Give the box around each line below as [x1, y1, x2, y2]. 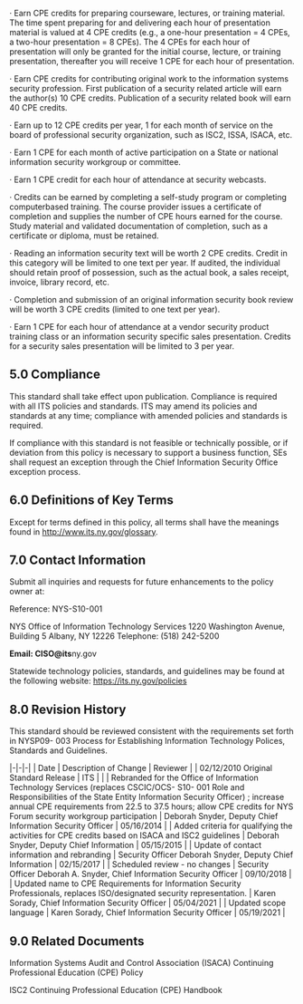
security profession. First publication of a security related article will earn [9, 83, 282, 93]
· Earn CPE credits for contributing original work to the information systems [9, 73, 289, 84]
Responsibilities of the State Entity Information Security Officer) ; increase [9, 792, 285, 803]
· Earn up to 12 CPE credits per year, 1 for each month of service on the [9, 120, 273, 130]
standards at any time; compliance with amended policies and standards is [9, 410, 288, 420]
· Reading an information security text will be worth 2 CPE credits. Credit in [9, 248, 288, 258]
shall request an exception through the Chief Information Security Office [9, 457, 279, 468]
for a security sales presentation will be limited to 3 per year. [9, 341, 235, 352]
